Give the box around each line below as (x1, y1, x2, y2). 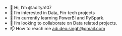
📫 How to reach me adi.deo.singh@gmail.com (9, 26, 105, 31)
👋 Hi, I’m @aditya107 (9, 5, 52, 10)
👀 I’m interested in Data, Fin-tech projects (9, 10, 95, 16)
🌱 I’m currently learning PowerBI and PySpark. (9, 15, 105, 20)
